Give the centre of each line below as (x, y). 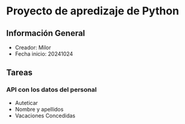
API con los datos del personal (52, 90)
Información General (46, 33)
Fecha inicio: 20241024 (44, 54)
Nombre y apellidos (39, 109)
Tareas (20, 73)
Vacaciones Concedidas (45, 116)
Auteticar (26, 102)
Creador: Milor (33, 47)
